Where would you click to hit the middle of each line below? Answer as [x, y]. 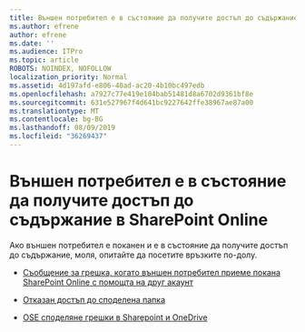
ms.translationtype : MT [54, 111]
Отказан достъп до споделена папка [94, 299]
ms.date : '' [32, 43]
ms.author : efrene [44, 26]
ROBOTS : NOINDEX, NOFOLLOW [60, 69]
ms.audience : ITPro [46, 52]
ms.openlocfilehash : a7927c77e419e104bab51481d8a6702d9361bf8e [132, 94]
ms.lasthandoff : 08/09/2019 [63, 128]
